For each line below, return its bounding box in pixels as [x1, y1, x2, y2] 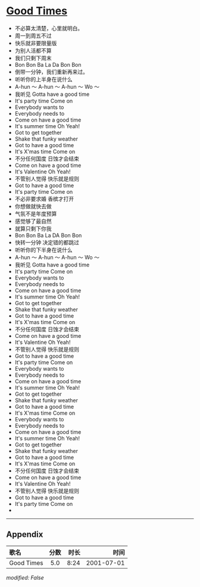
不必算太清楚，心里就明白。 [14, 24, 83, 32]
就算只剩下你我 [14, 225, 52, 232]
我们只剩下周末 [14, 54, 52, 61]
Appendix [6, 529, 43, 540]
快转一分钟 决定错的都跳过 [14, 238, 79, 246]
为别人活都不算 [14, 46, 52, 54]
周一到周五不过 [14, 32, 52, 39]
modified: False [6, 574, 45, 581]
